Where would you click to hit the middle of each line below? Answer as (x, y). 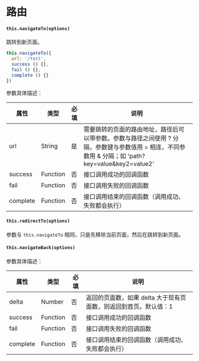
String (49, 146)
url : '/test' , (29, 59)
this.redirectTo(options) (38, 221)
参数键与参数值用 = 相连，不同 (137, 147)
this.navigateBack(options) (41, 248)
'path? (136, 156)
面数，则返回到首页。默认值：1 (129, 307)
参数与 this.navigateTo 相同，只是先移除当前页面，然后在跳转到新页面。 (95, 234)
